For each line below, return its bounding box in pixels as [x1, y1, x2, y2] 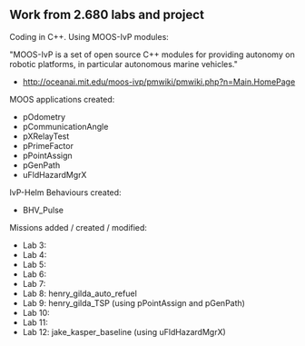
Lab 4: [22, 249, 47, 260]
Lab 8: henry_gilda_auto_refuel [22, 288, 138, 299]
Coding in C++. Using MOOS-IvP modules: [9, 31, 170, 42]
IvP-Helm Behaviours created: [9, 186, 122, 198]
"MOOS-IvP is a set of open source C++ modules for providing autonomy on [9, 49, 295, 60]
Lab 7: [22, 278, 46, 289]
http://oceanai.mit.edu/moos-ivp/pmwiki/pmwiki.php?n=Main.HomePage [22, 76, 296, 87]
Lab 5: [22, 259, 47, 270]
